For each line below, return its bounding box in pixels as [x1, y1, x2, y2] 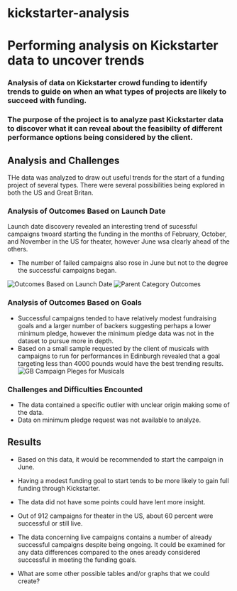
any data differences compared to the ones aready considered [17, 548, 201, 556]
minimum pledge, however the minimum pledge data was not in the [17, 329, 214, 337]
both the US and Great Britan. [7, 188, 94, 197]
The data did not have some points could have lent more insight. [17, 497, 206, 506]
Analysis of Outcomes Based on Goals [7, 298, 142, 308]
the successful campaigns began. [17, 266, 117, 275]
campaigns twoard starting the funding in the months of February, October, [7, 229, 227, 239]
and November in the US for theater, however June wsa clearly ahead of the [7, 237, 230, 246]
